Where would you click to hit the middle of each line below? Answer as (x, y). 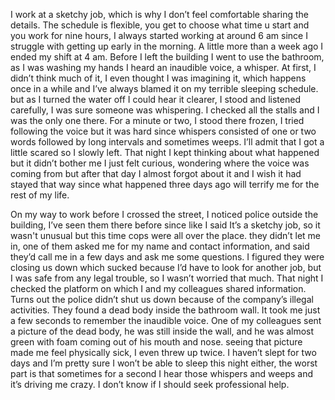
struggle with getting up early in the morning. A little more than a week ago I (167, 46)
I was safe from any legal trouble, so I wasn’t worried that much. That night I (167, 278)
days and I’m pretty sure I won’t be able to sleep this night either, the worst (164, 363)
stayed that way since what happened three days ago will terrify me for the (165, 184)
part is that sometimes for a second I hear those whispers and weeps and (162, 373)
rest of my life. (40, 195)
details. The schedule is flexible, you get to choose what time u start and (160, 25)
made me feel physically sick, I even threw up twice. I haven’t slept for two (163, 352)
